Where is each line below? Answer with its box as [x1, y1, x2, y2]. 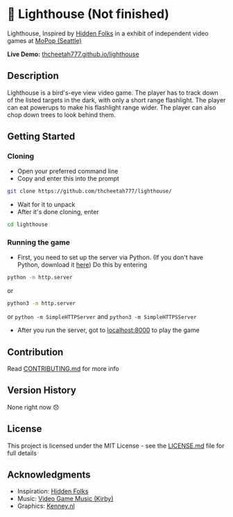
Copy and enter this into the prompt [17, 175, 119, 183]
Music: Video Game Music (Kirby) [17, 495, 114, 503]
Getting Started [7, 131, 76, 143]
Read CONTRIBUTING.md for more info [7, 365, 119, 373]
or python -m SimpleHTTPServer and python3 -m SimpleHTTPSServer [7, 313, 197, 321]
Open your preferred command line [17, 167, 119, 175]
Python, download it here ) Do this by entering [17, 261, 148, 269]
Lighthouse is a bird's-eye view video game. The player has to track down [7, 88, 218, 96]
